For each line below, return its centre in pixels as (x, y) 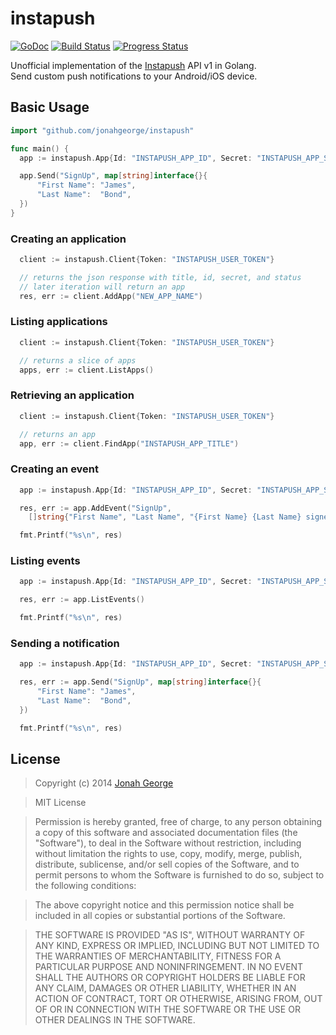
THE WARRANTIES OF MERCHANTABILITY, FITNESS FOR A (158, 956)
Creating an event (55, 469)
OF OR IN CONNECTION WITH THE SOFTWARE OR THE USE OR (167, 1009)
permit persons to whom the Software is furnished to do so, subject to (179, 875)
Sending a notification (65, 644)
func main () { (40, 148)
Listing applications (59, 322)
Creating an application (68, 239)
